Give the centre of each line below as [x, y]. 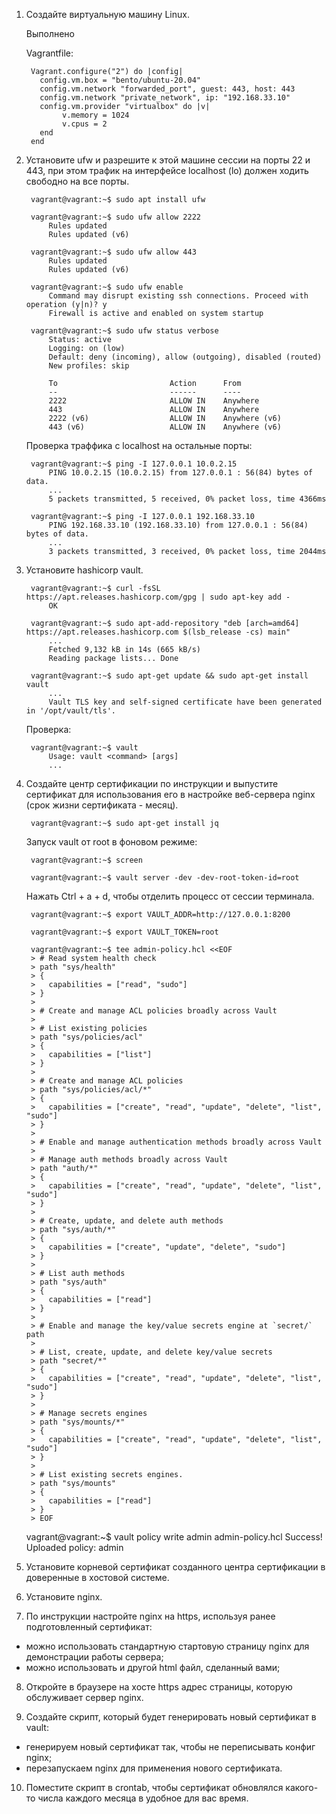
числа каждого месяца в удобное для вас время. [143, 1798]
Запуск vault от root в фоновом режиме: [111, 842]
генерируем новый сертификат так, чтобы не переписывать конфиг [170, 1747]
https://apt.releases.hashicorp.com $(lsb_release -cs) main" [158, 632]
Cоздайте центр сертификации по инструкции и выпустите [152, 783]
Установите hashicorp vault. [84, 570]
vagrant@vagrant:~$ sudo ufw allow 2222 [116, 217]
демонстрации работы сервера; [94, 1657]
